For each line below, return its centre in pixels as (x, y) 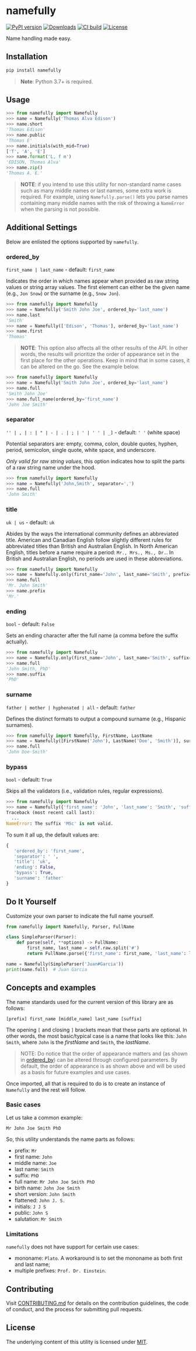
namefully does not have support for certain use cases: (72, 1247)
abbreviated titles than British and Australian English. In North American (92, 546)
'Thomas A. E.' (24, 173)
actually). (17, 642)
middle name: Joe (36, 1163)
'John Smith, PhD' (28, 668)
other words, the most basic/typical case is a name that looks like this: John (96, 1036)
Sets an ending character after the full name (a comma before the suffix (92, 636)
